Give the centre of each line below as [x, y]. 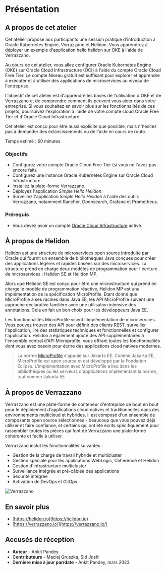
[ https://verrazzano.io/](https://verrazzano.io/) [60, 524]
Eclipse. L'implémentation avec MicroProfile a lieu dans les [77, 366]
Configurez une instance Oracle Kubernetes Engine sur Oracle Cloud [83, 175]
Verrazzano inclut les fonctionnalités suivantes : [54, 446]
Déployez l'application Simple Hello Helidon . [57, 191]
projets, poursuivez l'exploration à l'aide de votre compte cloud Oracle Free [82, 111]
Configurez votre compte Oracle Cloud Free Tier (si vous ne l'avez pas [84, 165]
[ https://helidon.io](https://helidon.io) [50, 519]
